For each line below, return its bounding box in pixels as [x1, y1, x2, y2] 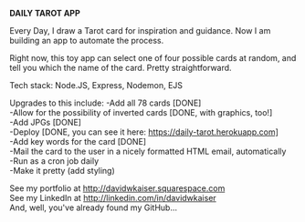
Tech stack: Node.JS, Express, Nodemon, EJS [9, 80, 184, 90]
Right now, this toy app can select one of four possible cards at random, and [9, 53, 297, 63]
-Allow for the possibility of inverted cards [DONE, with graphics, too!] [9, 107, 273, 117]
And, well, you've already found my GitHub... [9, 202, 178, 213]
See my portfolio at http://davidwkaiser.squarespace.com [9, 183, 226, 194]
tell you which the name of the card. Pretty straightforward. [9, 63, 232, 73]
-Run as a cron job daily [9, 156, 100, 166]
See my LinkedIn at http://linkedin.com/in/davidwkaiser [9, 193, 216, 203]
